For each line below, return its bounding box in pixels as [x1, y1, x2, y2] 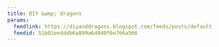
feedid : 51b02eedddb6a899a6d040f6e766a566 [13, 29, 138, 37]
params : [7, 17, 30, 23]
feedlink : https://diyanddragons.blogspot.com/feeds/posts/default [13, 23, 213, 30]
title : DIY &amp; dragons [7, 10, 82, 17]
